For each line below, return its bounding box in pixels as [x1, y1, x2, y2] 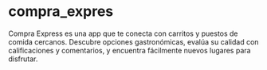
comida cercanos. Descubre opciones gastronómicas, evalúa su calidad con [8, 37, 259, 46]
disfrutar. [8, 54, 38, 64]
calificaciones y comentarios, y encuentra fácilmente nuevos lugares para [8, 45, 251, 55]
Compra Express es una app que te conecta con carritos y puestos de [8, 29, 238, 38]
